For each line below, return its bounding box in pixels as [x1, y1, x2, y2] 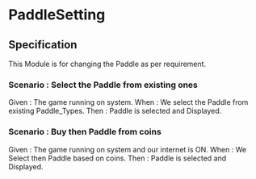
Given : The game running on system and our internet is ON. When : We [8, 144, 247, 154]
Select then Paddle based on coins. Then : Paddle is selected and [8, 153, 227, 163]
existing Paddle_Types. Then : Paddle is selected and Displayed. [8, 106, 222, 116]
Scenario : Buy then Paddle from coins [8, 127, 162, 138]
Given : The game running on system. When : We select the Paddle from [8, 98, 249, 107]
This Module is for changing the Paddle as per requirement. [8, 59, 207, 69]
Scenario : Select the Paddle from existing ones [8, 79, 198, 90]
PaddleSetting [8, 6, 106, 24]
